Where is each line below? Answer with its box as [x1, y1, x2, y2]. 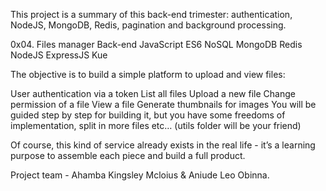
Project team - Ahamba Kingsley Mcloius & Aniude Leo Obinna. [10, 169, 270, 181]
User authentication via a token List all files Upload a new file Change [10, 88, 296, 99]
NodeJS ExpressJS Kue [10, 49, 108, 61]
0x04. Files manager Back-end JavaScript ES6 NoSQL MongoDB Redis [10, 39, 303, 50]
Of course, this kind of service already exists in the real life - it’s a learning [10, 139, 316, 151]
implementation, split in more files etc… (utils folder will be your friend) [10, 120, 302, 131]
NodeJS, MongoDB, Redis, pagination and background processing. [10, 19, 287, 31]
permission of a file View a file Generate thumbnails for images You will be [10, 99, 317, 110]
